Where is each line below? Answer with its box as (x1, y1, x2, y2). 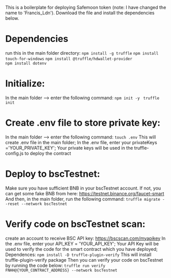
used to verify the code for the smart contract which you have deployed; (5, 246, 158, 252)
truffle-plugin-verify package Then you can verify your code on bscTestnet (5, 257, 163, 263)
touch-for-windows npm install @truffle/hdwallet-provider (5, 56, 133, 61)
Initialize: (5, 78, 45, 89)
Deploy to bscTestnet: (5, 168, 101, 179)
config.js (5, 150, 24, 156)
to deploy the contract (25, 150, 71, 156)
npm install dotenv (5, 61, 47, 66)
